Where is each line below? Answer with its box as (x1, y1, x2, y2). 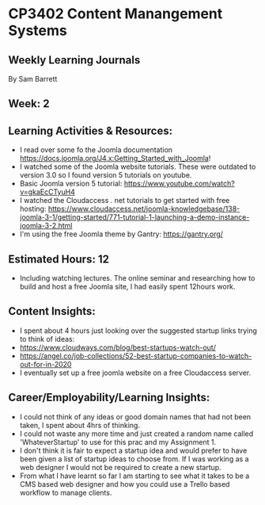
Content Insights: (8, 304, 97, 318)
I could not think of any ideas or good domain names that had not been (19, 411, 252, 421)
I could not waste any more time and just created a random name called (19, 429, 254, 438)
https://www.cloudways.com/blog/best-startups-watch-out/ (19, 342, 216, 352)
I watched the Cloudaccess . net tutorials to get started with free (19, 196, 230, 205)
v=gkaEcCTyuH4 (19, 187, 75, 197)
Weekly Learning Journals (8, 53, 141, 67)
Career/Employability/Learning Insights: (8, 391, 210, 404)
